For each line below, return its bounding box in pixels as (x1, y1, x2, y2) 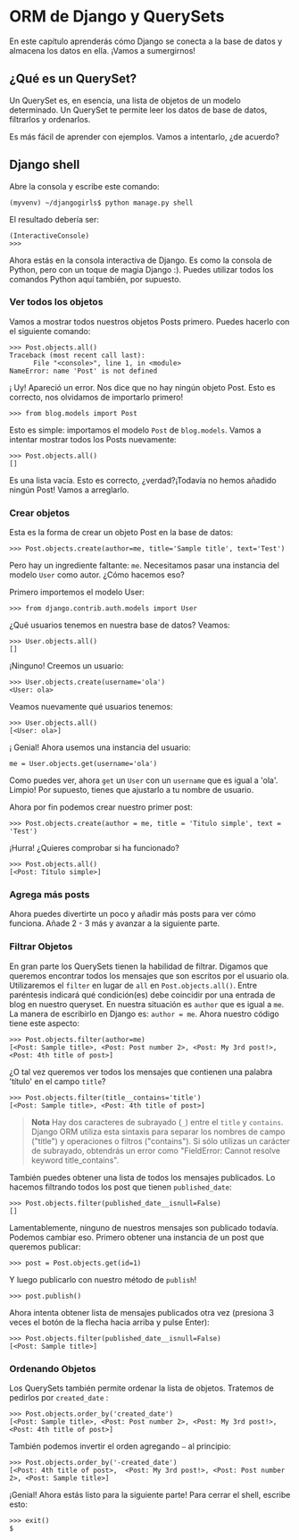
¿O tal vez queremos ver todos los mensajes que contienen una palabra (9, 1066, 273, 1077)
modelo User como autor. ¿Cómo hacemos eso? (9, 569, 185, 580)
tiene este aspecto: (9, 1017, 80, 1029)
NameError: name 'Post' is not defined (9, 366, 158, 375)
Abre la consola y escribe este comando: (9, 181, 160, 191)
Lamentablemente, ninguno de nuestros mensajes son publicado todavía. (9, 1222, 279, 1233)
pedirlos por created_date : (9, 1393, 109, 1403)
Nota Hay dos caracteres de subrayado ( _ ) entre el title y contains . (30, 1116, 284, 1127)
